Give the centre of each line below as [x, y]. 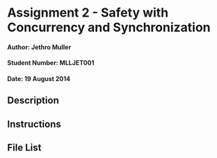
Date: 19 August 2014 [39, 78]
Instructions [34, 124]
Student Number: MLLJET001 [51, 63]
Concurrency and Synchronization [109, 27]
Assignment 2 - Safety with [88, 13]
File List [24, 148]
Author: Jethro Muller [39, 47]
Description [33, 101]
